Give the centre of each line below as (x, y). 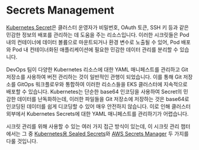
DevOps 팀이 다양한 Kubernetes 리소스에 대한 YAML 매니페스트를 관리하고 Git (97, 69)
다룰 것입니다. (22, 141)
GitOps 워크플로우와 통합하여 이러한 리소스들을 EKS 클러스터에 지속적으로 (102, 84)
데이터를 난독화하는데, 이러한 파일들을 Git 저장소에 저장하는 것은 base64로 (103, 99)
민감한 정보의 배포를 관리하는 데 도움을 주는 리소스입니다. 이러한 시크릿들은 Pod (98, 35)
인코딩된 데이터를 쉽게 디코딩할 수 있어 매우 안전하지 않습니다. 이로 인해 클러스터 (99, 106)
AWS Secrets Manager (139, 133)
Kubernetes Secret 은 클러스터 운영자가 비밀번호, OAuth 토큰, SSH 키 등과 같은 (98, 27)
